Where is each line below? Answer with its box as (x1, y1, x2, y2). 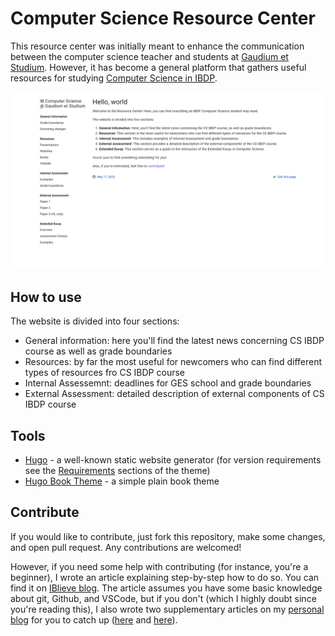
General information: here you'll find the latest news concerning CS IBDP (24, 335, 325, 347)
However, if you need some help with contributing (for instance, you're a (10, 560, 309, 572)
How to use (10, 288, 82, 306)
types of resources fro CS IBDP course (24, 367, 185, 379)
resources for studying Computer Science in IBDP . (10, 72, 218, 84)
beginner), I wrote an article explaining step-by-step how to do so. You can (10, 571, 320, 583)
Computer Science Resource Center (10, 7, 316, 30)
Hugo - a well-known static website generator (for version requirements (24, 454, 322, 466)
